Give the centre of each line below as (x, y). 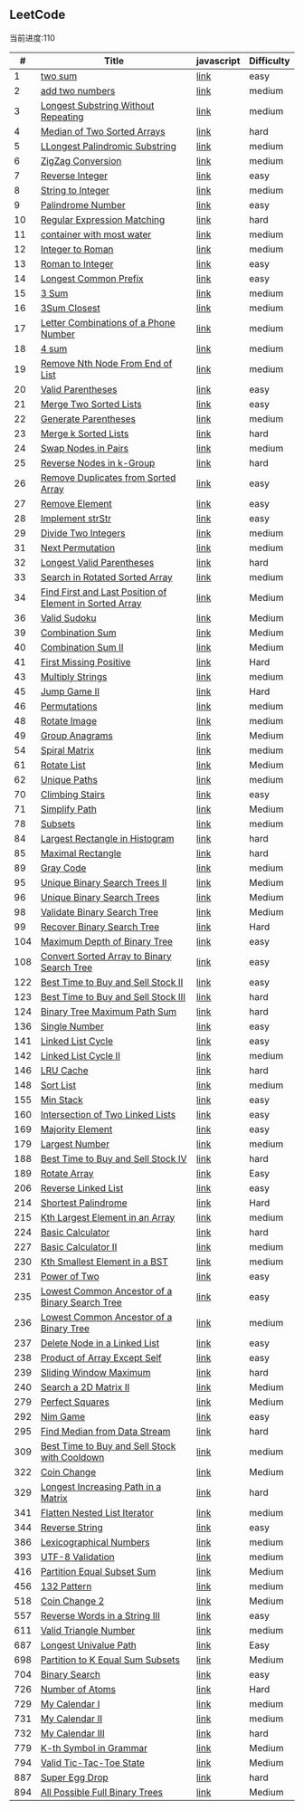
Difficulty (269, 61)
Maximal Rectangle (81, 853)
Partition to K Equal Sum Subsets (110, 1660)
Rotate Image (69, 720)
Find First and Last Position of (104, 592)
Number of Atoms (78, 1689)
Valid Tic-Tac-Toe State (92, 1762)
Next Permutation (78, 548)
